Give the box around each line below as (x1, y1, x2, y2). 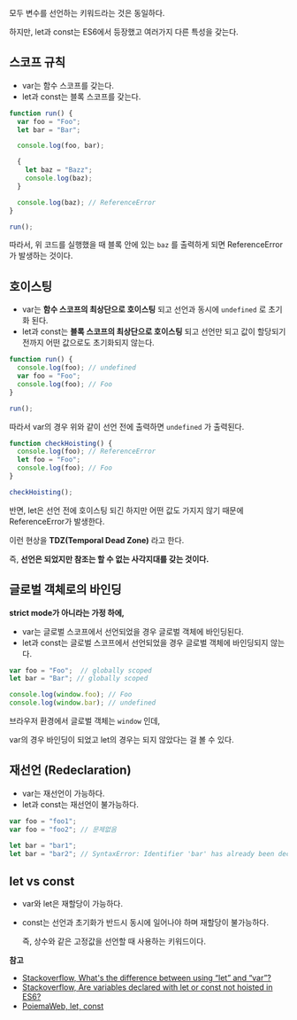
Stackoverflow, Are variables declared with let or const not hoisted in (21, 982, 273, 993)
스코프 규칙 (9, 55, 66, 70)
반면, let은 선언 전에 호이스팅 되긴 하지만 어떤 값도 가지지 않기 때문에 (9, 504, 245, 516)
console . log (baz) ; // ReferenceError (17, 198, 156, 206)
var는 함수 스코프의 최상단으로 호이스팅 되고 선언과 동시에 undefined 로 (21, 304, 267, 315)
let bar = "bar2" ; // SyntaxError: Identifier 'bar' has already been (9, 849, 275, 858)
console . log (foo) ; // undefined (17, 363, 137, 372)
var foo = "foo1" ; (9, 816, 77, 826)
